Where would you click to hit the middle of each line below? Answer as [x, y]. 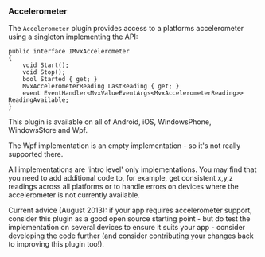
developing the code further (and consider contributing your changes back [131, 236]
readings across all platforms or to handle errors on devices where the [123, 187]
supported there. [36, 154]
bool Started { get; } [60, 80]
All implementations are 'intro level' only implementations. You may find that [132, 169]
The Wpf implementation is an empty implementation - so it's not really [125, 146]
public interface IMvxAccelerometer [69, 52]
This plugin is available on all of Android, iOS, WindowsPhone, [110, 122]
